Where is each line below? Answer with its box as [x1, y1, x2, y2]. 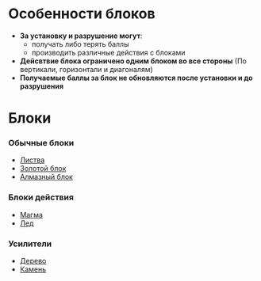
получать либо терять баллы [31, 39, 129, 48]
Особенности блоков [8, 5, 156, 23]
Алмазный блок [19, 172, 74, 182]
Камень [19, 264, 47, 274]
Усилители [8, 238, 52, 249]
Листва [19, 155, 45, 165]
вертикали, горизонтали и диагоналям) [19, 64, 153, 74]
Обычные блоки [8, 138, 75, 149]
